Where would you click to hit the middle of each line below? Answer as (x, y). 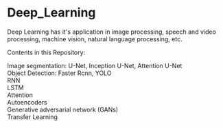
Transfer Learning (33, 117)
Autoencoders (27, 102)
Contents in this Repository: (46, 52)
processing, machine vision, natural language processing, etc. (95, 39)
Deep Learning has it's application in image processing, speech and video (111, 32)
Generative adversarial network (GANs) (63, 109)
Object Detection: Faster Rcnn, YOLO (59, 73)
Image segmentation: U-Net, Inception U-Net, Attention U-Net (95, 65)
